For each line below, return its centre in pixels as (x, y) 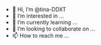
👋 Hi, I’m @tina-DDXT (39, 9)
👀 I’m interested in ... (38, 16)
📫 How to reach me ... (40, 36)
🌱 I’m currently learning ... (45, 22)
